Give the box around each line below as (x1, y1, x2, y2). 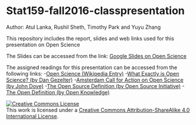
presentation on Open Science (6, 41, 80, 48)
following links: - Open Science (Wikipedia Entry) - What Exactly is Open (6, 70, 179, 77)
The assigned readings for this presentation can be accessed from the (6, 63, 178, 71)
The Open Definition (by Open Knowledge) (6, 89, 110, 96)
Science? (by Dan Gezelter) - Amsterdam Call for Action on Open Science (6, 76, 184, 83)
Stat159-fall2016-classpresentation (6, 4, 185, 18)
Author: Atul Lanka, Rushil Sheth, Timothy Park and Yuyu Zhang (6, 23, 161, 31)
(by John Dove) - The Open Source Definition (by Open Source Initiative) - (6, 82, 185, 89)
